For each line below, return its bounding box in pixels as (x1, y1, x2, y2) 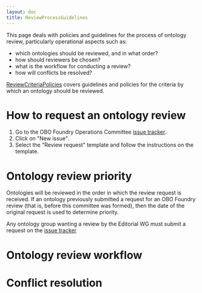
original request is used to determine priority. (6, 209, 120, 216)
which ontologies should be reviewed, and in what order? (15, 49, 158, 57)
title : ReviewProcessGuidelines (6, 15, 88, 21)
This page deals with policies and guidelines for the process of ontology (6, 31, 187, 38)
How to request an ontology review (6, 108, 186, 122)
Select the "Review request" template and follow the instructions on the (15, 141, 194, 149)
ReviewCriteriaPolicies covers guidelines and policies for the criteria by (6, 80, 184, 88)
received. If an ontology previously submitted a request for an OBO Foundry (6, 196, 196, 203)
